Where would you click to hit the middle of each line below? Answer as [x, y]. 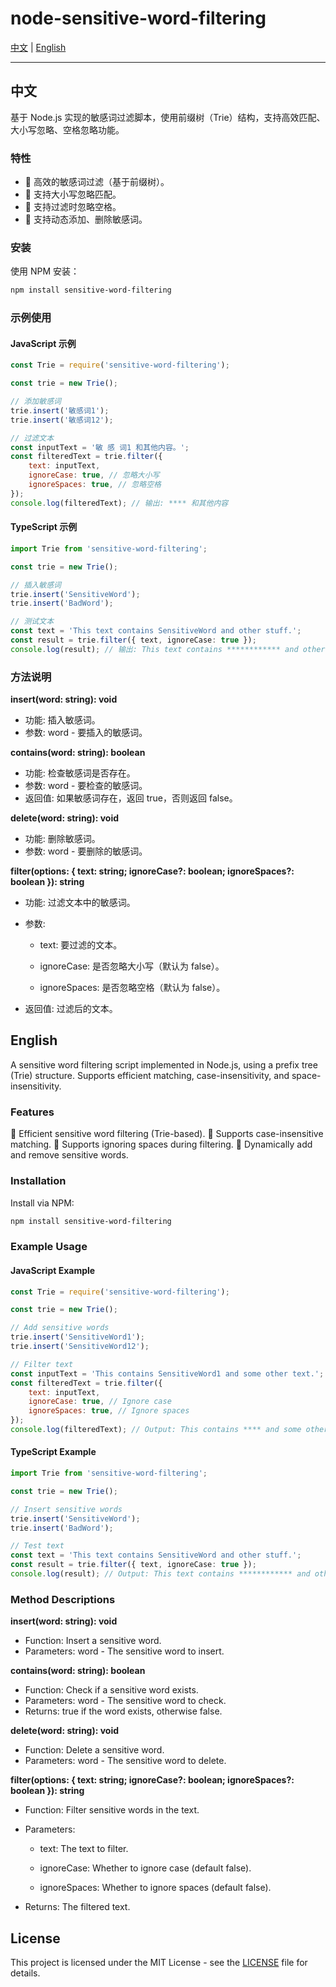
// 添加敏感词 [36, 402]
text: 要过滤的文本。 [81, 945]
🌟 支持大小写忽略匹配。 [73, 194]
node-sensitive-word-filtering [138, 18]
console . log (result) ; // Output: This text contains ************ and [160, 1574]
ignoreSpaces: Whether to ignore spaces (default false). [155, 1888]
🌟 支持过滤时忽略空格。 [73, 207]
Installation [38, 1181]
